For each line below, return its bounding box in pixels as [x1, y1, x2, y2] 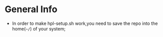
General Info [5, 4, 58, 15]
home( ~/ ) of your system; [12, 25, 66, 31]
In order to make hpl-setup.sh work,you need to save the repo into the [12, 20, 158, 26]
